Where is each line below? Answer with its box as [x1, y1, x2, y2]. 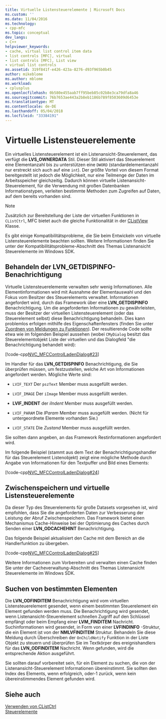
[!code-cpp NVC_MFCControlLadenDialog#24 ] [5, 469, 100, 475]
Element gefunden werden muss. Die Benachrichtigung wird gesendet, [5, 608, 150, 614]
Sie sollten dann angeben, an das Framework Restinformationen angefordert [5, 434, 161, 440]
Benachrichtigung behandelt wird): [5, 342, 76, 348]
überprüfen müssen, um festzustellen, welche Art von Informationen [5, 366, 145, 372]
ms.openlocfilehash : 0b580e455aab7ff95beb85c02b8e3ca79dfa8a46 [5, 90, 139, 95]
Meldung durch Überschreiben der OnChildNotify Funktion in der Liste [5, 635, 149, 641]
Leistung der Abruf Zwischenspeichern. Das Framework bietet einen [5, 515, 145, 521]
